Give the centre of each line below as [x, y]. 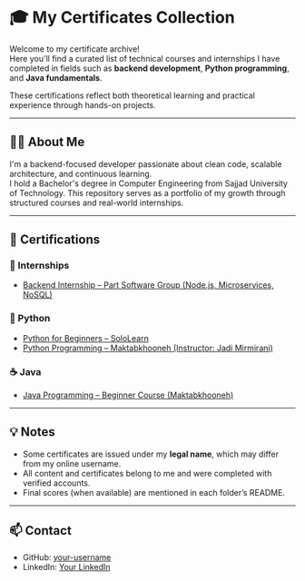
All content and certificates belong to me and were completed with [147, 473]
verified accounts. [56, 483]
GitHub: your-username [67, 557]
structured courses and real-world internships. [97, 202]
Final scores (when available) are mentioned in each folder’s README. [154, 492]
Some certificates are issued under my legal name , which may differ [151, 454]
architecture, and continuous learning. [81, 173]
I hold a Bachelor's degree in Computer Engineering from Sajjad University [149, 183]
